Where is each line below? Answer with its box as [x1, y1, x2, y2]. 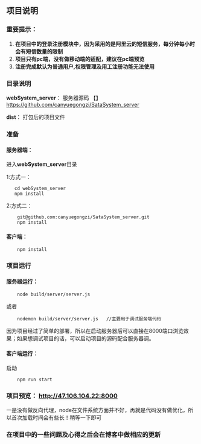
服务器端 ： [6, 146, 33, 153]
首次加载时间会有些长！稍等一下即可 [11, 414, 101, 421]
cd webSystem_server [14, 186, 66, 192]
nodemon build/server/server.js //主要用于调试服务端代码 [17, 316, 161, 322]
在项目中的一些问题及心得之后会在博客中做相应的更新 [6, 430, 161, 439]
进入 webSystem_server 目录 [6, 160, 77, 168]
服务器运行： [6, 277, 38, 285]
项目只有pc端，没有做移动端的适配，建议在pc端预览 [14, 55, 145, 62]
